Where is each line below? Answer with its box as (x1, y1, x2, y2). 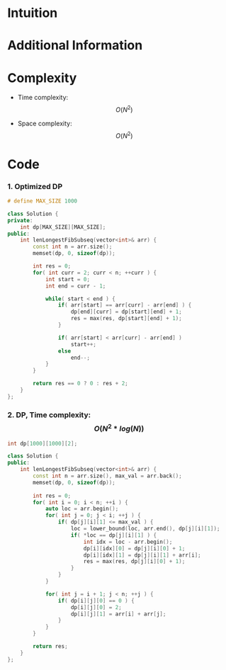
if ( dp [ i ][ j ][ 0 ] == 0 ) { (57, 597, 135, 604)
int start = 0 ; (45, 276, 91, 283)
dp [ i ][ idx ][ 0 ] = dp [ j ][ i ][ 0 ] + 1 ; (83, 545, 186, 552)
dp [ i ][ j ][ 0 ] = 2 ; (70, 603, 122, 611)
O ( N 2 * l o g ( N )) (94, 422, 145, 433)
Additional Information (7, 38, 143, 54)
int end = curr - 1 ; (45, 282, 106, 290)
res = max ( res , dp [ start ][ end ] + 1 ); (70, 315, 182, 322)
